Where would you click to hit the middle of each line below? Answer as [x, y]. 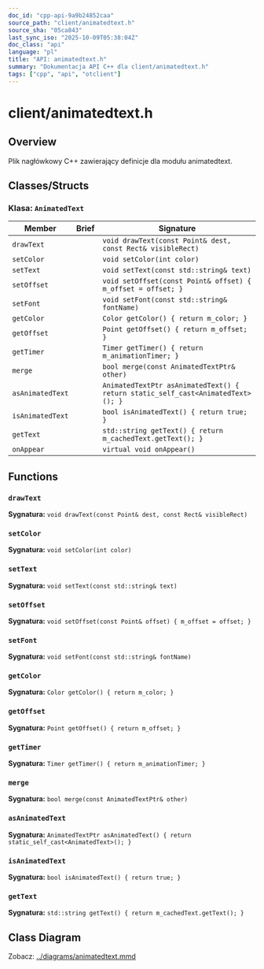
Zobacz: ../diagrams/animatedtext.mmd [72, 956]
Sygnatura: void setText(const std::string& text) [93, 585]
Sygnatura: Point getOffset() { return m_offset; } [95, 728]
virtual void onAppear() [148, 449]
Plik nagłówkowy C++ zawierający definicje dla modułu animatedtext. [121, 161]
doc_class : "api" [37, 45]
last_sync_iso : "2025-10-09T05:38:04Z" [73, 37]
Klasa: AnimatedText [46, 208]
